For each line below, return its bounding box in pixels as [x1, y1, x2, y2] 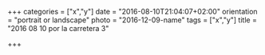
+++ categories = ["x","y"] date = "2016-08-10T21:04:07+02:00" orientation [7, 7, 258, 16]
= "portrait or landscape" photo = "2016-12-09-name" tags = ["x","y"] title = [7, 15, 257, 25]
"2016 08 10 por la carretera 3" [7, 24, 109, 33]
